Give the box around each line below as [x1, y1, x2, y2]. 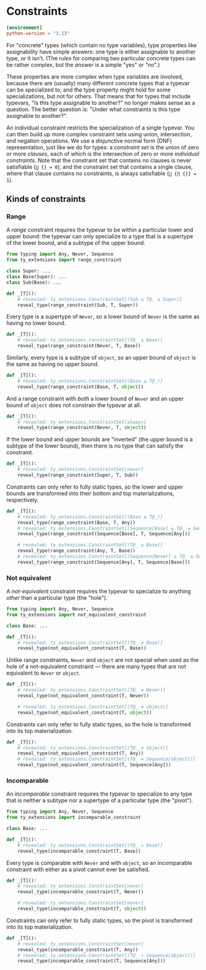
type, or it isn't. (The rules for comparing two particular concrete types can [6, 54, 196, 62]
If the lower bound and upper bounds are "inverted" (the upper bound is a [6, 436, 193, 443]
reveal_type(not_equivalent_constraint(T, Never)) [17, 693, 150, 699]
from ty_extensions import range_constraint [6, 257, 122, 263]
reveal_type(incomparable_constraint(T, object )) [17, 906, 147, 912]
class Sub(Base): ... [6, 279, 62, 285]
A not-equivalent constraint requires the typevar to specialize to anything [6, 588, 191, 595]
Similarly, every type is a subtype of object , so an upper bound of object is [6, 354, 196, 361]
